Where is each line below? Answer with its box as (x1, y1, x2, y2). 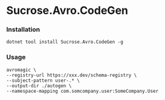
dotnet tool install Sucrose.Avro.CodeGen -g (6, 39, 123, 45)
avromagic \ (6, 67, 36, 73)
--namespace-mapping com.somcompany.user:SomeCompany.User (6, 88, 159, 94)
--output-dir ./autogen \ (6, 82, 72, 88)
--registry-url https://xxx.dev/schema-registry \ (6, 72, 137, 78)
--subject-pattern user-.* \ (6, 77, 80, 84)
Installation (6, 25, 41, 34)
